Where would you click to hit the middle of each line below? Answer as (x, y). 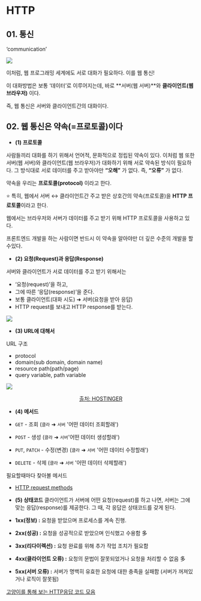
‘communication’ (26, 49)
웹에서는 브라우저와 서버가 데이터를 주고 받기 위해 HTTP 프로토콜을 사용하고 (95, 218)
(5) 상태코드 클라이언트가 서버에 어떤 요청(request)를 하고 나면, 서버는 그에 (103, 500)
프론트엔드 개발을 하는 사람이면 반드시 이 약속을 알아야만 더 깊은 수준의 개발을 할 (100, 238)
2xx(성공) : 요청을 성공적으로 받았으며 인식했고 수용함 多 (81, 533)
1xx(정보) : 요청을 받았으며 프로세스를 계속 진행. (71, 520)
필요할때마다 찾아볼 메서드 (37, 475)
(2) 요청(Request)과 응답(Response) (59, 258)
